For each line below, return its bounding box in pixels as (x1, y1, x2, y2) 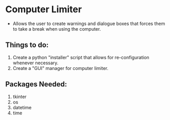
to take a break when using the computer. (12, 26, 101, 32)
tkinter (12, 93, 27, 100)
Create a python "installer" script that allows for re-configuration (12, 54, 150, 60)
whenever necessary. (12, 60, 59, 66)
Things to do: (5, 41, 49, 50)
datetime (12, 104, 32, 110)
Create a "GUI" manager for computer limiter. (12, 65, 109, 71)
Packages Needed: (5, 80, 67, 89)
